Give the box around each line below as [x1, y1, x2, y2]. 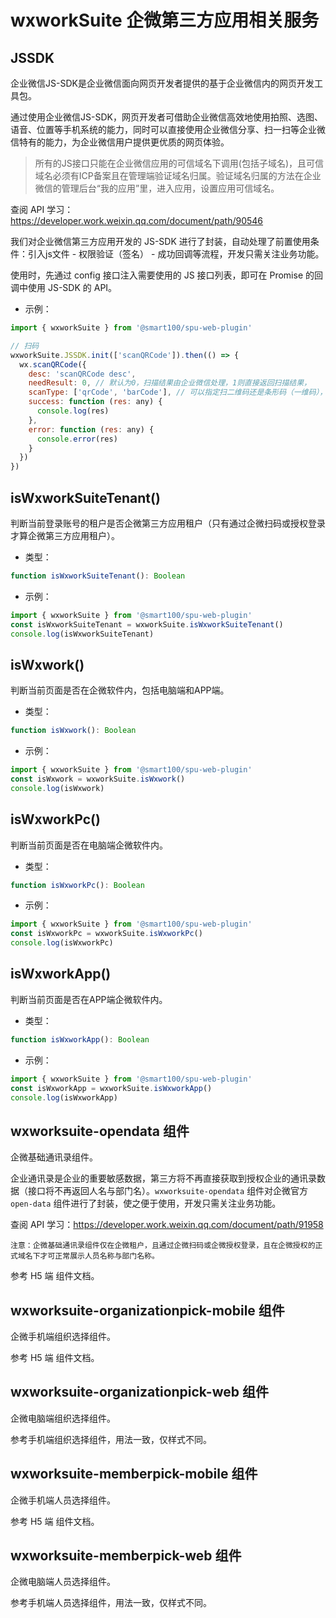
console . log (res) [36, 406, 110, 416]
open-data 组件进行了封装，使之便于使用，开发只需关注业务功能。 [10, 1197, 282, 1210]
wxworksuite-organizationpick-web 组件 [10, 1384, 269, 1401]
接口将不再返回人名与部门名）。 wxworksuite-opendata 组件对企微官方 [27, 1185, 309, 1197]
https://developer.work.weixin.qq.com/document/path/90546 [10, 215, 264, 226]
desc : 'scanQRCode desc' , [28, 369, 137, 379]
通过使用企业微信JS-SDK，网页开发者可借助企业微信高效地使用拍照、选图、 [10, 111, 323, 123]
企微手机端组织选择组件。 [10, 1331, 116, 1342]
